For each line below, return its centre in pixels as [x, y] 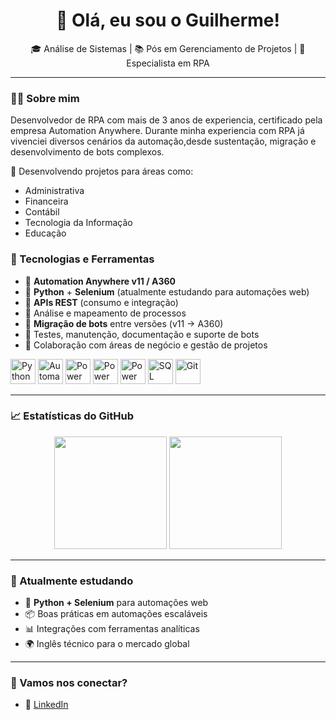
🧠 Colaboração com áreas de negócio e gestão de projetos [146, 345]
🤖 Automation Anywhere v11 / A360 [100, 281]
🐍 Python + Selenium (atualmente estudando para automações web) [167, 291]
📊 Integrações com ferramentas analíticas [112, 629]
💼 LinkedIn [46, 705]
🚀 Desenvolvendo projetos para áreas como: [102, 171]
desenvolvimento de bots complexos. [87, 152]
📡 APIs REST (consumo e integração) [101, 302]
